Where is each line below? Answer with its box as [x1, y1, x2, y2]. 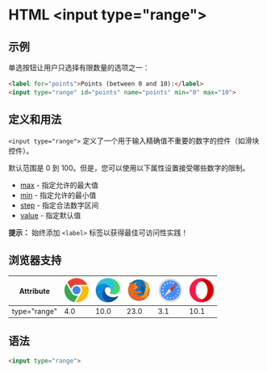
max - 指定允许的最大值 [19, 180, 98, 190]
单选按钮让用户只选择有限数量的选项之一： [8, 63, 150, 72]
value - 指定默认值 [19, 210, 81, 220]
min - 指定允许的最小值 [19, 190, 97, 199]
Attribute [19, 286, 51, 295]
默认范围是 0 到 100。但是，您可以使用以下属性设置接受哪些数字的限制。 [8, 163, 250, 173]
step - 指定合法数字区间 [19, 200, 99, 210]
